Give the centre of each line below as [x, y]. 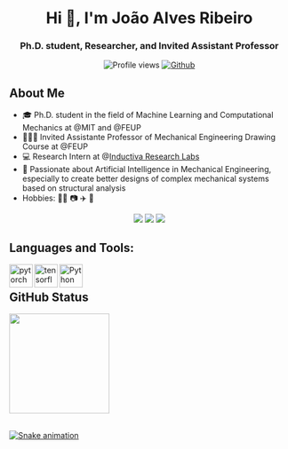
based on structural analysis [74, 188]
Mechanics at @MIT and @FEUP [82, 128]
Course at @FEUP [55, 146]
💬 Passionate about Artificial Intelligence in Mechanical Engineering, [147, 169]
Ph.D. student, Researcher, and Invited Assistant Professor [149, 46]
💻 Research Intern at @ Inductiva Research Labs [111, 157]
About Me [37, 93]
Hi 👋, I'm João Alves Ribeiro [149, 18]
